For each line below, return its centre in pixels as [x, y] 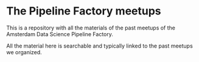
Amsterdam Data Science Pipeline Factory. [60, 34]
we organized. [24, 52]
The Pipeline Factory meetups [84, 11]
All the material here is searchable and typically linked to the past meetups [100, 46]
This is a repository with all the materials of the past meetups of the [91, 28]
